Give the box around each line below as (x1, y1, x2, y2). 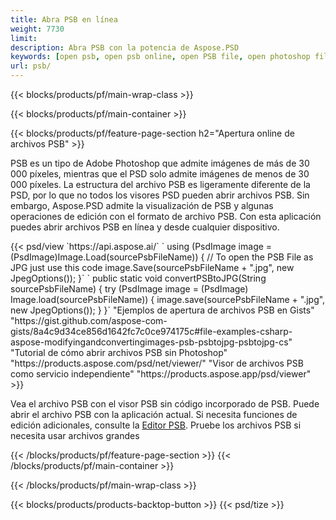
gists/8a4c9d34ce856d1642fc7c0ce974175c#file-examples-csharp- (10, 326, 293, 337)
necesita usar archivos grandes (10, 430, 140, 441)
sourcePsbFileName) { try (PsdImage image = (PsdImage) (10, 283, 249, 295)
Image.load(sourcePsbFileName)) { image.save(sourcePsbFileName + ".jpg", (10, 294, 326, 305)
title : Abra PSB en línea (10, 14, 118, 25)
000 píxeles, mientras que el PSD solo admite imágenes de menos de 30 (10, 168, 310, 180)
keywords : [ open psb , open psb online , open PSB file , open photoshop (10, 52, 311, 62)
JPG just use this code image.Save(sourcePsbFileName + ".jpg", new (10, 262, 295, 273)
